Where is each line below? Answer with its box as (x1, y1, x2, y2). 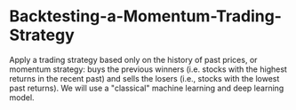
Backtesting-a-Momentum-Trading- (9, 6, 283, 27)
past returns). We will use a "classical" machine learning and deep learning (9, 82, 284, 93)
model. (9, 91, 35, 103)
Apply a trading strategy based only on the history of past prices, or (9, 54, 258, 65)
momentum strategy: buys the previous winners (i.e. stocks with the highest (9, 64, 287, 75)
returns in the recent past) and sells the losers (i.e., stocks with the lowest (9, 73, 280, 83)
